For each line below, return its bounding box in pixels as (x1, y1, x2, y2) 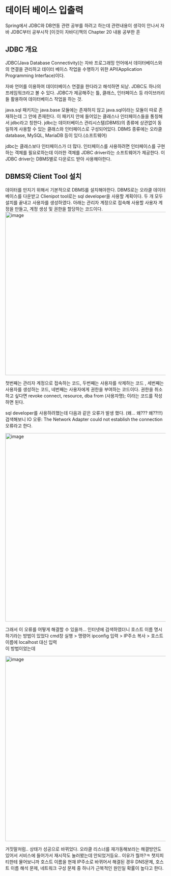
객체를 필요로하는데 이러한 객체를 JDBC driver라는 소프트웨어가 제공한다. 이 (14, 149, 165, 155)
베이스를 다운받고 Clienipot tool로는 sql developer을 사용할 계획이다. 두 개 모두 (5, 193, 163, 199)
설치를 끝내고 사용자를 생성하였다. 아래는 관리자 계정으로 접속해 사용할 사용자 (5, 199, 158, 205)
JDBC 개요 (5, 45, 38, 54)
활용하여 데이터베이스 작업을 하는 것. (10, 96, 83, 102)
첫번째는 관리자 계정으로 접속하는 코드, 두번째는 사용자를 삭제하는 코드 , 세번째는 (5, 380, 164, 386)
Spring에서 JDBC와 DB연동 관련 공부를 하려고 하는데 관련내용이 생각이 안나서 (5, 22, 159, 29)
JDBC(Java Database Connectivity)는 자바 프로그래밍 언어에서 (5, 60, 133, 66)
